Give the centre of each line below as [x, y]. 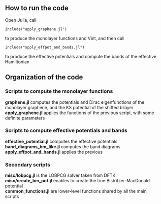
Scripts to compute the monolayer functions [59, 91]
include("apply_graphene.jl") [36, 29]
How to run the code [37, 8]
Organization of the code [44, 77]
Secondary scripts [28, 164]
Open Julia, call [21, 20]
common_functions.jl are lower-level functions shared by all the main [76, 191]
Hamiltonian [17, 62]
